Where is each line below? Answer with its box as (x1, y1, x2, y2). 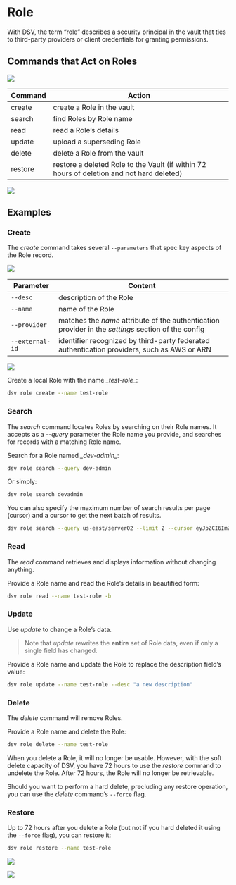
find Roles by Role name (53, 113, 133, 123)
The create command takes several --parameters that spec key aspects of (7, 244, 222, 252)
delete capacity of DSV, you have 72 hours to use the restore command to (7, 761, 221, 769)
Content (127, 281, 156, 291)
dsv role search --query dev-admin (7, 464, 112, 472)
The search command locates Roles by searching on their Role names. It (7, 422, 217, 431)
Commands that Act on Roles (7, 56, 138, 68)
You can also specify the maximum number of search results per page (7, 504, 211, 512)
